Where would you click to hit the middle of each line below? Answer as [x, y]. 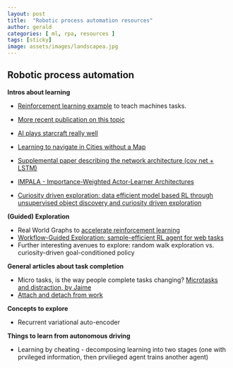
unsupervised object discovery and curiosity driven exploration [109, 202]
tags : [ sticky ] [30, 40]
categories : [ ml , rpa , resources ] [61, 33]
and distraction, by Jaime [54, 287]
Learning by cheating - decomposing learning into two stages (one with [122, 349]
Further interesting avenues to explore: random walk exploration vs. [116, 245]
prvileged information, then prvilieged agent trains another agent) [113, 357]
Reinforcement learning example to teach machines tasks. [102, 106]
